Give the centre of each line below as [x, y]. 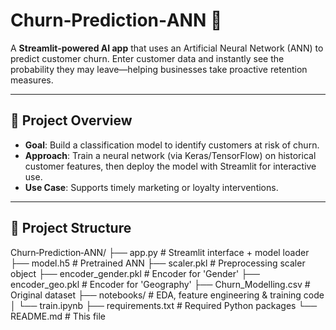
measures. [32, 80]
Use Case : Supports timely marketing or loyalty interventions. [151, 187]
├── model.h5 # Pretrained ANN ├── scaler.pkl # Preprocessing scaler [158, 263]
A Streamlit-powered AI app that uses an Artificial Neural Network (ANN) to [167, 48]
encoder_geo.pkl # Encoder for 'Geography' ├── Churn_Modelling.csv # [160, 284]
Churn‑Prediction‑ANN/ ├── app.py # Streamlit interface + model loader [160, 252]
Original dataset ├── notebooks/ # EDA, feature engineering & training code [167, 295]
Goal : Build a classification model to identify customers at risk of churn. [172, 145]
